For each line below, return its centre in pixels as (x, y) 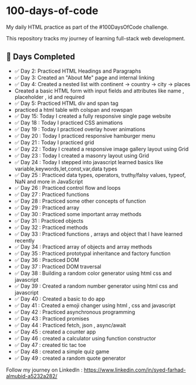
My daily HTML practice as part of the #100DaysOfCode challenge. (87, 27)
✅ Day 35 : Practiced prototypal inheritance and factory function (92, 253)
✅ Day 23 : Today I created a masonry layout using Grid (82, 155)
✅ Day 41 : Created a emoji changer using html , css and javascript (95, 305)
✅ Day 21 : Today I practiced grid (54, 142)
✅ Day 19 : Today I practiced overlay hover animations (80, 129)
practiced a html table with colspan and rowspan (74, 110)
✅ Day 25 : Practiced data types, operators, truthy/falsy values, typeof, (100, 175)
